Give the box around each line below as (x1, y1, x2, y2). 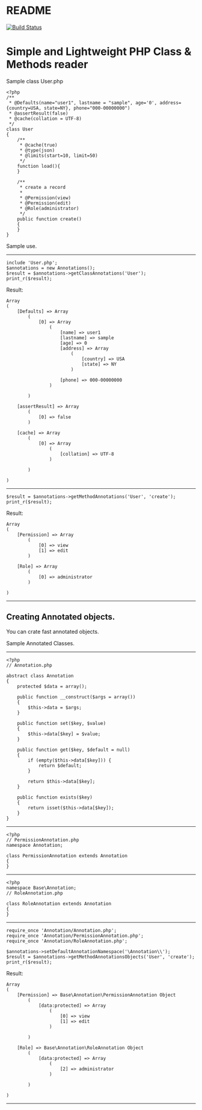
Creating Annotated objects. (6, 612, 115, 622)
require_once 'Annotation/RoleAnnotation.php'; (6, 938, 128, 944)
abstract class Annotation (6, 672, 74, 679)
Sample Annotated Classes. (6, 639, 75, 646)
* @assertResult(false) (8, 110, 69, 116)
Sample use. (6, 242, 37, 249)
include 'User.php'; (6, 260, 58, 266)
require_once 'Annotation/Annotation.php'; (6, 927, 117, 933)
